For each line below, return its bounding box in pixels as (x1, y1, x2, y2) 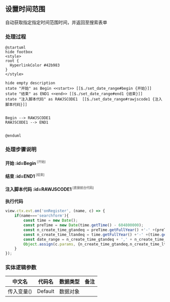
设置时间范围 (5, 5, 46, 14)
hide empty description (5, 81, 56, 86)
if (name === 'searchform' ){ (14, 213, 69, 218)
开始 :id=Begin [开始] (5, 159, 46, 166)
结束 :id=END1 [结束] (5, 172, 45, 179)
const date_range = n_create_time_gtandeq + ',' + (23, 237, 133, 242)
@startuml (5, 45, 26, 50)
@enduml (5, 133, 22, 139)
